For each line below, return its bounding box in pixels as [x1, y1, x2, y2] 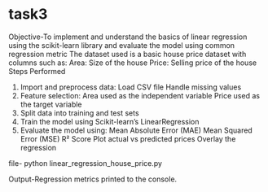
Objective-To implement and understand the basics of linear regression [8, 32, 248, 41]
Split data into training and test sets [20, 107, 140, 118]
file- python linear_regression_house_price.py [8, 158, 163, 168]
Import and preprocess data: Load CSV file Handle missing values [20, 82, 242, 92]
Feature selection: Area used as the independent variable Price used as [20, 90, 261, 100]
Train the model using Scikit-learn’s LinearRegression [20, 116, 200, 126]
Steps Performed [8, 66, 66, 76]
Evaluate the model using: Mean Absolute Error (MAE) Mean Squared [20, 125, 253, 135]
